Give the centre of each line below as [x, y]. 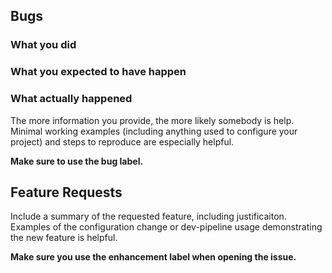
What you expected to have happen [98, 72]
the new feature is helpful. [64, 238]
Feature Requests [66, 192]
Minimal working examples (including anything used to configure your [154, 131]
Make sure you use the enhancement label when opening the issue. [153, 257]
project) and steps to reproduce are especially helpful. [122, 141]
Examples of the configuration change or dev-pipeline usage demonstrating [166, 227]
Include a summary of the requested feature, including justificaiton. [148, 216]
